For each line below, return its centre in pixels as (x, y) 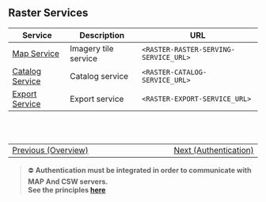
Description (102, 35)
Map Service (36, 53)
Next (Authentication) (214, 150)
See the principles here (66, 189)
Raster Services (48, 13)
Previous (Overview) (50, 150)
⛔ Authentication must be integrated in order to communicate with (139, 170)
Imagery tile (92, 48)
